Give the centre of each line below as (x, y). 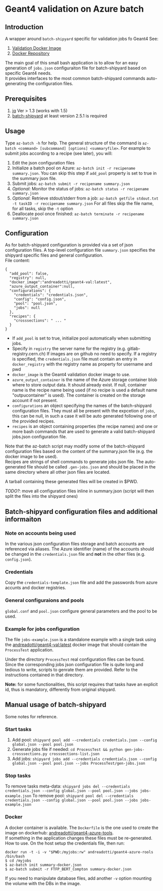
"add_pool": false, (29, 274)
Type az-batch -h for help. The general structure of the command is (73, 143)
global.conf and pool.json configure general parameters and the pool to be (81, 611)
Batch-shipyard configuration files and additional (81, 512)
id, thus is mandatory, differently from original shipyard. (61, 689)
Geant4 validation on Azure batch (74, 9)
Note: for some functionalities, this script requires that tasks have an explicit (81, 685)
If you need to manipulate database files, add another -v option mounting (78, 878)
